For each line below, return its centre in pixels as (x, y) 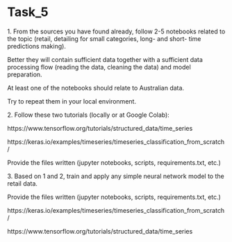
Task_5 (28, 12)
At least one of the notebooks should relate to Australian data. (96, 88)
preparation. (25, 74)
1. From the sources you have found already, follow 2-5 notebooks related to (116, 31)
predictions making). (36, 46)
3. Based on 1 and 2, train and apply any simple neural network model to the (116, 176)
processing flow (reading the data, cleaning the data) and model (99, 67)
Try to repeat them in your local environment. (72, 101)
